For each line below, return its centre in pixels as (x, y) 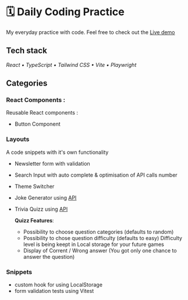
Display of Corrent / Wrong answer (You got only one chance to (100, 250)
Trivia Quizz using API (41, 209)
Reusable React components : (42, 113)
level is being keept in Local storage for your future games (94, 244)
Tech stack (27, 51)
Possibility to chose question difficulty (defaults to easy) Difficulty (103, 238)
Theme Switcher (34, 186)
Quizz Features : (34, 220)
